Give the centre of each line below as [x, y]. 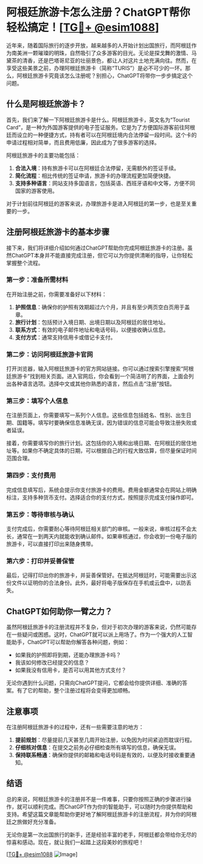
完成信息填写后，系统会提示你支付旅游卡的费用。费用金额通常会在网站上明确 [101, 489]
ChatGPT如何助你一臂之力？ [60, 611]
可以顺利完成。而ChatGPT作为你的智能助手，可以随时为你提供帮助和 [108, 807]
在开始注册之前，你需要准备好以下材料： [56, 294]
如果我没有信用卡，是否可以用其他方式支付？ [71, 670]
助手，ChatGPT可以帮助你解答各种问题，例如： [70, 642]
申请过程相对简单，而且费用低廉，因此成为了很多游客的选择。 [83, 142]
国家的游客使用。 [36, 190]
